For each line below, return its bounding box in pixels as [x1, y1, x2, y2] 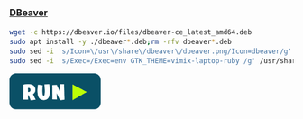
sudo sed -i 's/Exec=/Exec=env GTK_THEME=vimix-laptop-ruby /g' [9, 56, 256, 65]
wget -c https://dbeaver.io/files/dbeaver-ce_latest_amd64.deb [9, 28, 252, 37]
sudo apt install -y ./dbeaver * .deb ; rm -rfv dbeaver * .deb [9, 38, 232, 47]
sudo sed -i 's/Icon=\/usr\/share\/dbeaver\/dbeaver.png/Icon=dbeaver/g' [9, 47, 293, 56]
